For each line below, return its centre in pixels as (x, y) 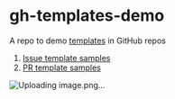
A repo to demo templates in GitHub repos (88, 40)
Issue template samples (66, 58)
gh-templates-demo (87, 16)
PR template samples (61, 67)
